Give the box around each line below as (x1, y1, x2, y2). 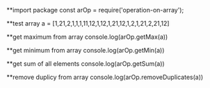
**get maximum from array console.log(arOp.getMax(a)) (6, 33, 168, 41)
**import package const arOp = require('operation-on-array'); (6, 6, 184, 14)
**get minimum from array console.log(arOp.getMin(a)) (6, 46, 165, 54)
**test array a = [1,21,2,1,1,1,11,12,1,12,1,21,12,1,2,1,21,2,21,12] (6, 19, 170, 27)
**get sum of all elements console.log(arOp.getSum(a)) (6, 60, 165, 68)
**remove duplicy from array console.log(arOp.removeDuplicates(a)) (6, 73, 204, 81)
